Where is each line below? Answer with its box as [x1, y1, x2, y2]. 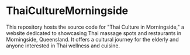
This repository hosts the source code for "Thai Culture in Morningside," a [6, 23, 185, 30]
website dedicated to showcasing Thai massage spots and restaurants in [6, 29, 182, 36]
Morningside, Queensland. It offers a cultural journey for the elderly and [6, 36, 179, 43]
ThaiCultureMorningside [6, 4, 129, 18]
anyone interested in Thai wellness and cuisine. [6, 42, 120, 49]
